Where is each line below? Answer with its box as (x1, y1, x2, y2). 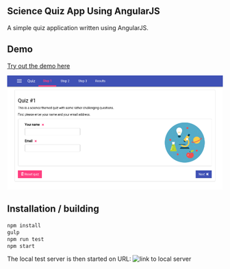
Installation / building (7, 203, 99, 215)
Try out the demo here (7, 62, 71, 70)
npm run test (7, 235, 44, 242)
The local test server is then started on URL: (7, 255, 131, 263)
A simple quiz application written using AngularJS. (7, 23, 149, 31)
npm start (7, 242, 36, 249)
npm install (7, 222, 41, 229)
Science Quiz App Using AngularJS (7, 5, 160, 17)
